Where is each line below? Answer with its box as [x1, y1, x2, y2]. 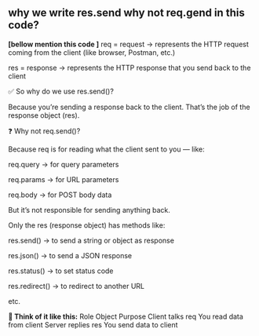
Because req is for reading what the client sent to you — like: [8, 144, 206, 154]
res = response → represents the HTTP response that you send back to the [8, 63, 251, 72]
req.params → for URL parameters [8, 174, 119, 184]
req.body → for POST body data [8, 190, 112, 199]
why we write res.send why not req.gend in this [8, 6, 245, 20]
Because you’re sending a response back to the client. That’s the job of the [8, 102, 250, 111]
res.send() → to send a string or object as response [8, 236, 175, 245]
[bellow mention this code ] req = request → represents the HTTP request [8, 39, 250, 49]
